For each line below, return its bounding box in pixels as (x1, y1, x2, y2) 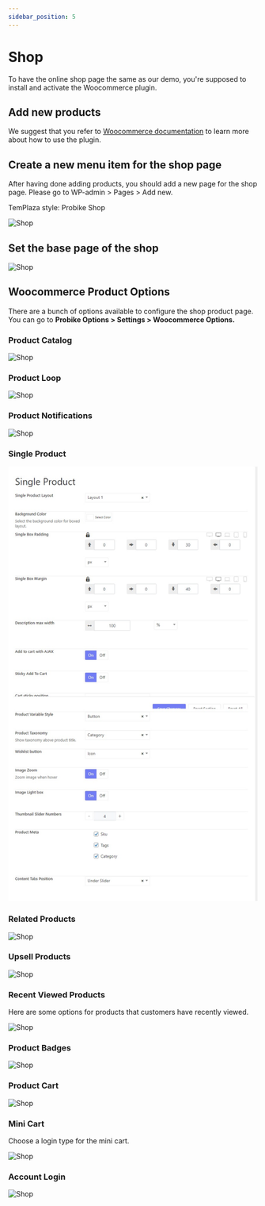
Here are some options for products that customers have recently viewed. (8, 1008, 249, 1017)
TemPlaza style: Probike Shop (8, 203, 105, 213)
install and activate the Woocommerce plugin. (8, 83, 157, 92)
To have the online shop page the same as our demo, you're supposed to (8, 74, 247, 83)
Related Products (8, 913, 77, 924)
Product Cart (8, 1080, 59, 1091)
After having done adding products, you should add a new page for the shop (8, 179, 258, 189)
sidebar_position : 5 (8, 13, 77, 21)
